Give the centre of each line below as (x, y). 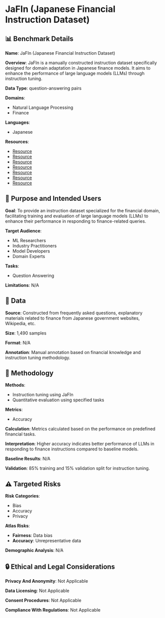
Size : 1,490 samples (26, 333)
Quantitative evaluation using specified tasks (58, 400)
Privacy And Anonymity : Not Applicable (47, 581)
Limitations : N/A (22, 285)
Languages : (18, 122)
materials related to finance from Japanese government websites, (73, 318)
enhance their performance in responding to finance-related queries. (76, 221)
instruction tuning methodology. (38, 357)
